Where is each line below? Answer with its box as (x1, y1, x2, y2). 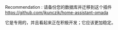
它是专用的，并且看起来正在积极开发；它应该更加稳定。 (5, 20, 116, 25)
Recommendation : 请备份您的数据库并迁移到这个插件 (5, 4, 112, 10)
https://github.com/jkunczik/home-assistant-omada (5, 10, 108, 15)
